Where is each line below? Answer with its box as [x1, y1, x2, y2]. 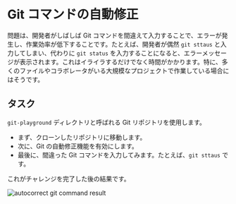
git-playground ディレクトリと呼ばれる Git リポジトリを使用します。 [7, 118, 206, 126]
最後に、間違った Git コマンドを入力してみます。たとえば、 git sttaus [17, 150, 221, 159]
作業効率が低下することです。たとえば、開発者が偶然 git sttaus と [25, 40, 221, 48]
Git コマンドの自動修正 [7, 6, 139, 23]
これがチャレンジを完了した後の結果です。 [7, 174, 130, 183]
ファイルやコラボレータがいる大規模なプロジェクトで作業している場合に [19, 66, 230, 75]
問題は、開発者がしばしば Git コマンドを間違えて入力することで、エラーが [7, 31, 222, 40]
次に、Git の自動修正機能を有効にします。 [17, 142, 139, 150]
